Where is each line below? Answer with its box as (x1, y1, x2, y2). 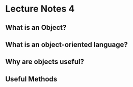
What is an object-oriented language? (5, 40, 128, 49)
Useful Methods (5, 74, 58, 83)
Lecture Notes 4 (5, 3, 75, 15)
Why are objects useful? (5, 58, 84, 66)
